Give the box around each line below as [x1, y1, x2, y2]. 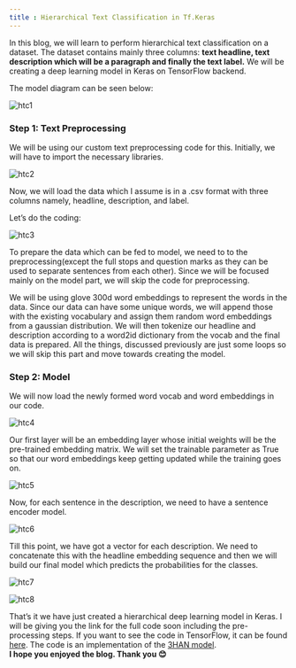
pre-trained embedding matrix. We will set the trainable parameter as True [9, 444, 280, 454]
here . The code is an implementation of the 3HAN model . [9, 640, 216, 650]
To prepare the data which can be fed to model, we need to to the [9, 246, 248, 257]
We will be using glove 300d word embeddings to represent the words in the [9, 291, 288, 302]
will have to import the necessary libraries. [9, 151, 163, 162]
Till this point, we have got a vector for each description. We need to [9, 541, 258, 552]
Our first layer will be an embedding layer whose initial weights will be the [9, 435, 277, 446]
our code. [9, 400, 45, 411]
